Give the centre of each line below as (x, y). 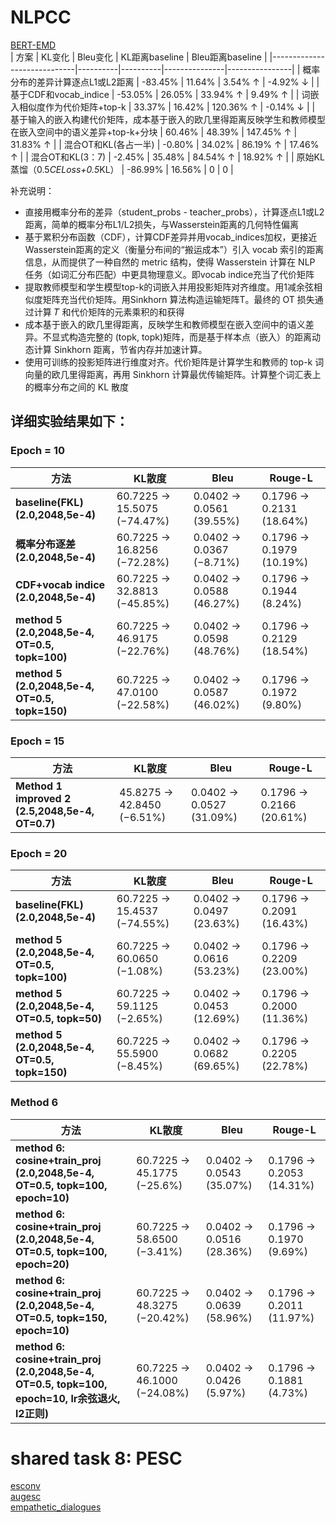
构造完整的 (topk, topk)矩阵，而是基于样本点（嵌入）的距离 (190, 337)
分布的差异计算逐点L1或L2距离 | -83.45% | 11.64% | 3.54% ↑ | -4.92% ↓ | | (165, 82)
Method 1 (39, 786)
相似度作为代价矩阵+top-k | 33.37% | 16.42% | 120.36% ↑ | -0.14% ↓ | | (167, 107)
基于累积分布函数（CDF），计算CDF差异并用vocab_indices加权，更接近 (171, 237)
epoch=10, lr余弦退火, (68, 1398)
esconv (25, 1486)
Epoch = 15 (37, 741)
